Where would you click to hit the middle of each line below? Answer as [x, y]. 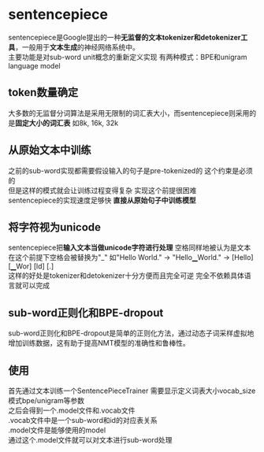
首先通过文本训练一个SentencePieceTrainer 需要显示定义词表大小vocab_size [132, 391]
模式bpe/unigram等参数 [46, 400]
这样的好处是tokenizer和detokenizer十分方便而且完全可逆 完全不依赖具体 [126, 276]
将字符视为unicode [54, 227]
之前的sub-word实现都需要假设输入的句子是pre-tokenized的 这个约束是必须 [131, 170]
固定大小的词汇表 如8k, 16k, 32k [67, 123]
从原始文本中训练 [50, 150]
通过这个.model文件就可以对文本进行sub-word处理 [90, 440]
